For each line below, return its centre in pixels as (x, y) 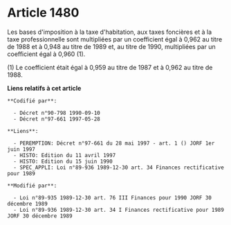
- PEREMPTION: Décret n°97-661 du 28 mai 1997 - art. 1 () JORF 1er (114, 143)
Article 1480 (43, 13)
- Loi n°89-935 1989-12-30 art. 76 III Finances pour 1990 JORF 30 (113, 198)
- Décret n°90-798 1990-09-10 (57, 113)
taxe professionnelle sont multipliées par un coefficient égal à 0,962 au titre (115, 39)
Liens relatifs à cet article (44, 88)
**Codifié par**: (32, 101)
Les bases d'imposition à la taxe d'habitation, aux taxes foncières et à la (110, 32)
